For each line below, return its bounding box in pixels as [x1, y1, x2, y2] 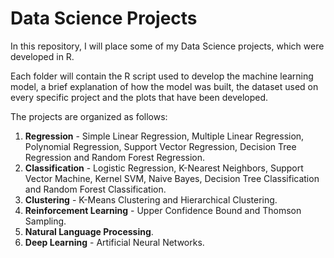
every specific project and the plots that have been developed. [10, 91, 269, 103]
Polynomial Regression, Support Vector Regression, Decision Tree [24, 140, 297, 152]
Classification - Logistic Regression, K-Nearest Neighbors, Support [24, 162, 304, 174]
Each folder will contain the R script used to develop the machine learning [10, 70, 314, 82]
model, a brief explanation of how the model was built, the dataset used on [10, 80, 319, 92]
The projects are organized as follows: [10, 110, 168, 122]
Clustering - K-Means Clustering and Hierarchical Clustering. [24, 193, 278, 206]
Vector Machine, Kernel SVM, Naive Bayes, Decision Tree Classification [24, 172, 320, 184]
